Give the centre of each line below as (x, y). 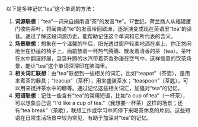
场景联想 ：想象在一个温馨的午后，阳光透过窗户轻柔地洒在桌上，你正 (98, 44)
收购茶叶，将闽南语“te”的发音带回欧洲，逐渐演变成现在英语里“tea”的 (103, 29)
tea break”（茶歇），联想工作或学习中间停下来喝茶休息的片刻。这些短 (106, 110)
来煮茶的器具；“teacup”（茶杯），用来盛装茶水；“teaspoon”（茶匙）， (99, 81)
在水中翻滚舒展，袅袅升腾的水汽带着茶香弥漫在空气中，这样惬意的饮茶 (100, 58)
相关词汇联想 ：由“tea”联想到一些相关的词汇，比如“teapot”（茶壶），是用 (102, 73)
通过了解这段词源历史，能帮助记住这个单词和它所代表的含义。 (100, 36)
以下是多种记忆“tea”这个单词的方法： (51, 9)
